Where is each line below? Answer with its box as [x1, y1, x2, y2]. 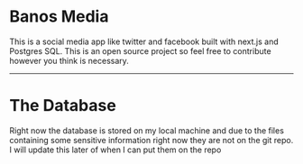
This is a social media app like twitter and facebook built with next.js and [9, 36, 279, 47]
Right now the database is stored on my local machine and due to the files [9, 124, 284, 136]
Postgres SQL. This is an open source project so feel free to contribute [9, 45, 272, 56]
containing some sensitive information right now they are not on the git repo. [9, 134, 294, 145]
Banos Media [9, 6, 109, 27]
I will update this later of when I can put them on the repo [9, 144, 222, 155]
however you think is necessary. [9, 55, 129, 66]
